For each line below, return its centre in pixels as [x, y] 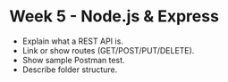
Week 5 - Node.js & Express [114, 16]
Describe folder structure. [70, 70]
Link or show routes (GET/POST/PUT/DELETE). [108, 50]
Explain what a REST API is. [72, 41]
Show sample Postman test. [73, 60]
